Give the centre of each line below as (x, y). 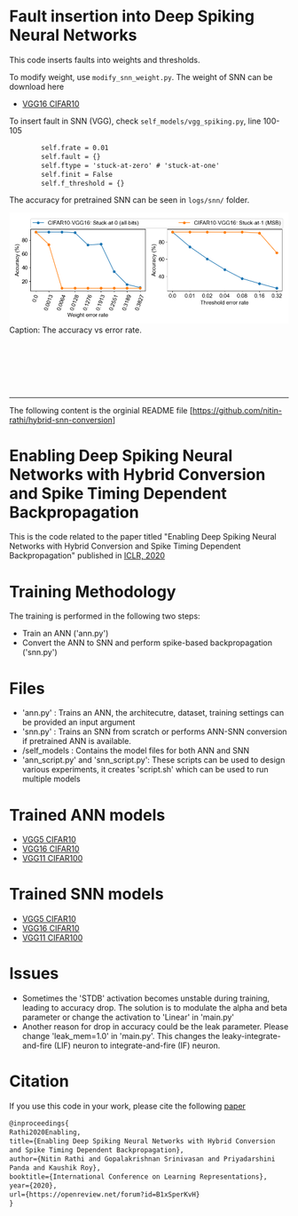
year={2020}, (33, 1186)
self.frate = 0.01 (75, 148)
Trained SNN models (86, 894)
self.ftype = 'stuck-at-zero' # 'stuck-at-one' (130, 165)
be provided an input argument (78, 723)
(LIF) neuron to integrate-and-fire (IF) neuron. (137, 1045)
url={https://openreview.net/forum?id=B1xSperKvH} (105, 1195)
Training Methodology (93, 592)
